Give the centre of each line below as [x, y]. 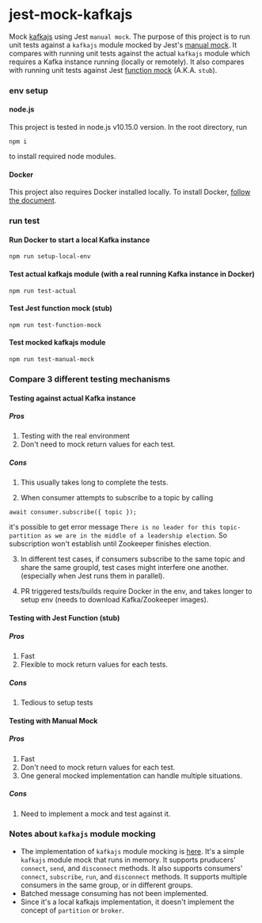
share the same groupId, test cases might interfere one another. [124, 568]
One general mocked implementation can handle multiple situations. [131, 775]
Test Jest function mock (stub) [61, 308]
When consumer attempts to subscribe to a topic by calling [117, 498]
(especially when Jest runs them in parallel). [93, 576]
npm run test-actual [43, 291]
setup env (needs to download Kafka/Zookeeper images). [114, 600]
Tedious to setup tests [57, 702]
